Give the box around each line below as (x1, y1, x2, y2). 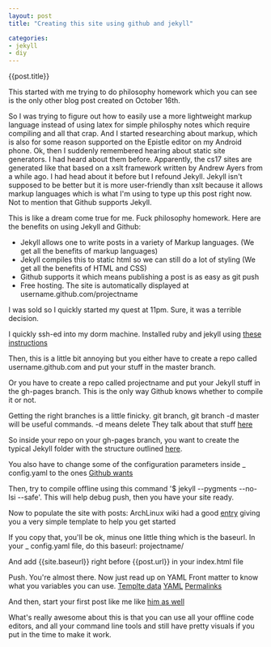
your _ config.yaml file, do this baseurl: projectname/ (8, 541, 184, 551)
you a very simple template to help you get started (8, 516, 176, 527)
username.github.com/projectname (19, 289, 138, 299)
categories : (8, 34, 49, 42)
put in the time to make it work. (8, 630, 112, 640)
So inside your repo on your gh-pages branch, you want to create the (8, 435, 240, 445)
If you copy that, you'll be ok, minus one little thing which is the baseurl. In (8, 533, 256, 542)
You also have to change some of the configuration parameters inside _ (8, 460, 246, 469)
